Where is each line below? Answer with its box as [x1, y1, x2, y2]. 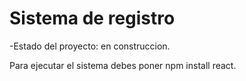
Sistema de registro [9, 7, 176, 30]
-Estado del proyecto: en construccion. [9, 40, 171, 52]
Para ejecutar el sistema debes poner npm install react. [9, 59, 237, 71]
